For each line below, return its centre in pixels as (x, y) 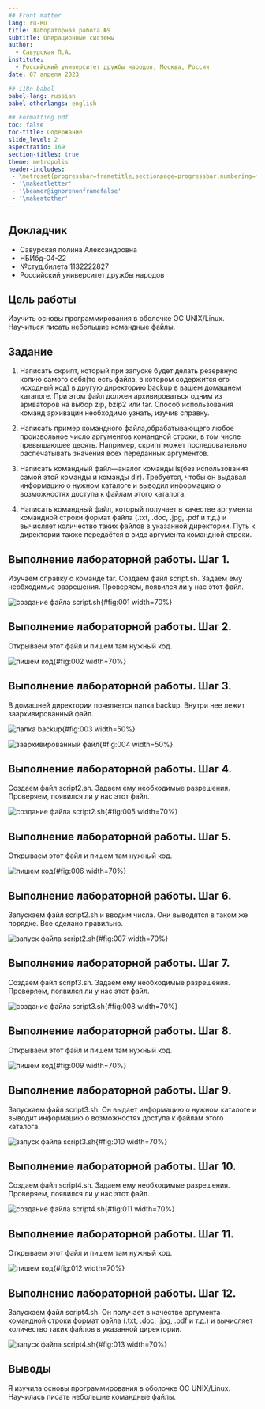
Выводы (30, 1369)
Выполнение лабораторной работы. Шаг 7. (119, 963)
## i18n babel (32, 89)
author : (21, 45)
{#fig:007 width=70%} (132, 939)
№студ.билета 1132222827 (64, 266)
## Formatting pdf (38, 118)
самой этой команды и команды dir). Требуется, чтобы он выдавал (133, 477)
